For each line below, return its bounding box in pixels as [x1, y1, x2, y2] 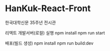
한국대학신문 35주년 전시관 [5, 19, 56, 25]
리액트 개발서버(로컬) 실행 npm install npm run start [5, 30, 105, 35]
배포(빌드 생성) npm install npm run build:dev [5, 40, 94, 46]
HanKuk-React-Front [5, 3, 91, 14]
